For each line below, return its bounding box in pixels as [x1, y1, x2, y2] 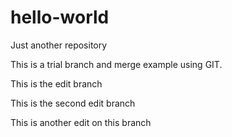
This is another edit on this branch [10, 116, 152, 128]
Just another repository [10, 39, 108, 51]
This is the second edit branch [10, 97, 136, 109]
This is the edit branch [10, 77, 103, 90]
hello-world [10, 6, 110, 29]
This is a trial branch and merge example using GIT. [10, 58, 223, 70]
